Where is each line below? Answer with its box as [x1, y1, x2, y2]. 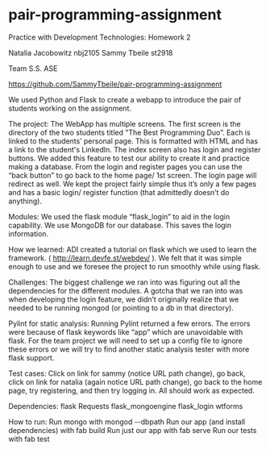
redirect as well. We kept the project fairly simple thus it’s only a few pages [8, 179, 256, 189]
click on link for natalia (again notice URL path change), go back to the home [8, 377, 263, 386]
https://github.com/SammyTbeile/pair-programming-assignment [8, 79, 222, 89]
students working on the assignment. [8, 103, 131, 113]
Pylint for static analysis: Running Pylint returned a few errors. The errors [8, 319, 251, 328]
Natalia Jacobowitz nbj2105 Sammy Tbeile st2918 [8, 48, 173, 57]
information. [8, 228, 49, 239]
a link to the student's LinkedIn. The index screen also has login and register [8, 144, 261, 154]
